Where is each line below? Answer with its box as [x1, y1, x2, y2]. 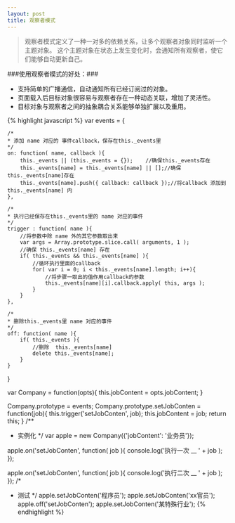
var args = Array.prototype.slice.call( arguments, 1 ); [20, 238, 190, 246]
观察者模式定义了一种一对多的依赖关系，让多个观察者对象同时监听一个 [24, 37, 228, 46]
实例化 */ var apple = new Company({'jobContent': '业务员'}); [17, 431, 194, 439]
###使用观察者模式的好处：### [7, 70, 99, 78]
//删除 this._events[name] [32, 344, 112, 351]
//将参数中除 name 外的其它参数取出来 [20, 233, 119, 240]
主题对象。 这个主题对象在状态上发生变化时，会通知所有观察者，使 [24, 46, 217, 54]
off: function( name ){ [7, 330, 77, 337]
